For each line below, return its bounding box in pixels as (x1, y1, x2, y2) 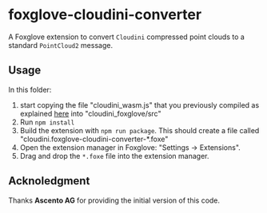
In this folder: (8, 85, 52, 94)
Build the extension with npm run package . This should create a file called (19, 125, 260, 135)
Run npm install (19, 117, 75, 127)
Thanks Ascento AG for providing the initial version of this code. (8, 195, 221, 205)
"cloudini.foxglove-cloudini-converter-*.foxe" (19, 134, 169, 144)
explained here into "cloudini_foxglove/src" (19, 108, 161, 118)
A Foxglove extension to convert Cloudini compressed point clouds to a (8, 32, 245, 41)
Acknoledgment (8, 174, 90, 188)
